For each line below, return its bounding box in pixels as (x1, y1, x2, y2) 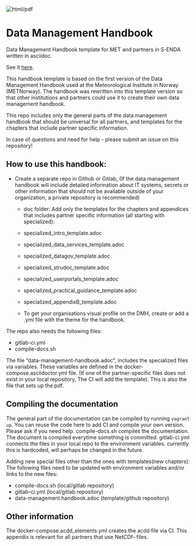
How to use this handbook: (6, 159, 107, 169)
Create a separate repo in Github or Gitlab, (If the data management (14, 175, 179, 182)
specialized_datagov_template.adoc (23, 252, 110, 259)
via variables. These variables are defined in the (6, 363, 123, 370)
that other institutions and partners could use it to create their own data (6, 94, 180, 101)
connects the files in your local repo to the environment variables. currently (6, 440, 189, 447)
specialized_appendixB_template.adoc (23, 298, 117, 305)
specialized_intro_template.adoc (23, 229, 102, 236)
